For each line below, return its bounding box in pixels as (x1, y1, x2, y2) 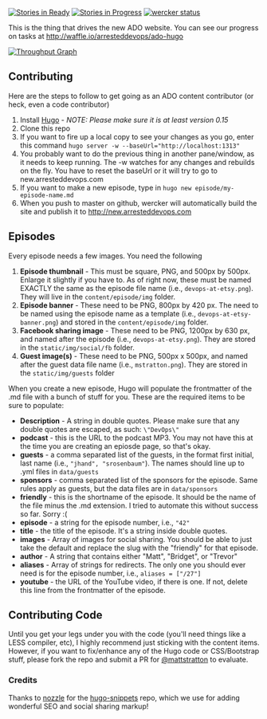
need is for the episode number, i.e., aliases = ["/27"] (19, 568, 202, 578)
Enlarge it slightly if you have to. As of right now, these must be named (19, 275, 252, 285)
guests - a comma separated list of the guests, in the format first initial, (19, 450, 254, 459)
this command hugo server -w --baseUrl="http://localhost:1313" (19, 140, 241, 150)
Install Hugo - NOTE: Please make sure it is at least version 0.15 (19, 115, 229, 124)
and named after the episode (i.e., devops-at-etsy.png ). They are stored (19, 334, 257, 344)
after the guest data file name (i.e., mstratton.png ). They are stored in (19, 359, 248, 369)
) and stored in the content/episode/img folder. (55, 317, 209, 327)
